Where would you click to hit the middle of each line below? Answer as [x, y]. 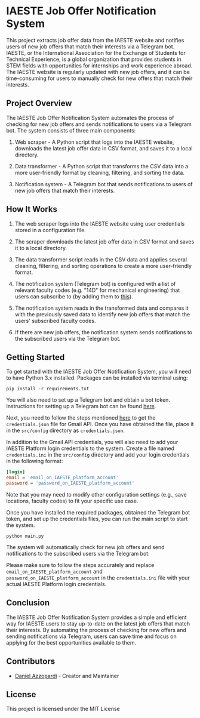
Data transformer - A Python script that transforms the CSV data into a [101, 166]
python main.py [25, 536]
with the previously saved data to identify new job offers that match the [102, 314]
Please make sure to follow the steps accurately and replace [80, 565]
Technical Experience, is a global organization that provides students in [94, 59]
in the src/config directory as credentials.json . [66, 430]
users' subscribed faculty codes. [55, 321]
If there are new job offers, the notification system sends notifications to [104, 332]
